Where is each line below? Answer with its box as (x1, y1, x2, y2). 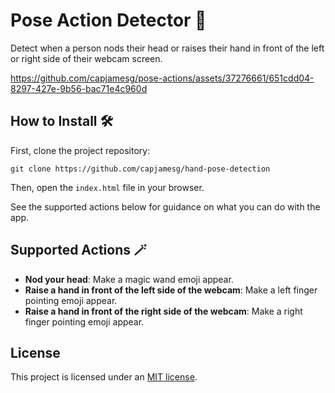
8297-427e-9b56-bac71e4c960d (10, 82, 148, 94)
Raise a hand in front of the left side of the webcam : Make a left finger (24, 284, 318, 296)
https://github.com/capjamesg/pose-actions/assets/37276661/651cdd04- (10, 72, 315, 84)
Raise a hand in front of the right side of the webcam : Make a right (24, 305, 303, 317)
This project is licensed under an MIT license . (10, 371, 198, 383)
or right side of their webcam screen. (10, 52, 163, 64)
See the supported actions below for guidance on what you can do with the (10, 200, 321, 213)
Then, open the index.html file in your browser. (10, 181, 205, 193)
